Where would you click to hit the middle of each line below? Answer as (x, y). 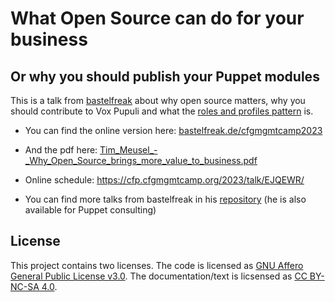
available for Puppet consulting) (90, 210)
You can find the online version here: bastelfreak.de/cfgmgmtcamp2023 (173, 130)
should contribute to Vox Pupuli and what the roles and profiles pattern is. (162, 111)
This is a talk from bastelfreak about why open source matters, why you (158, 100)
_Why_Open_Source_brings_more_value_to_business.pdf (141, 160)
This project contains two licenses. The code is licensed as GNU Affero (157, 265)
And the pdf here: (61, 150)
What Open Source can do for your (157, 18)
